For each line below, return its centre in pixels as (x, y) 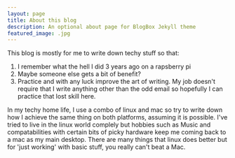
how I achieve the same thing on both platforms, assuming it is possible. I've (117, 117)
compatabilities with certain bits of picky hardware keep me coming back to (117, 132)
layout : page (26, 14)
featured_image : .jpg (39, 33)
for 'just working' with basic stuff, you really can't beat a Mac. (96, 147)
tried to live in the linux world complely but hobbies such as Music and (109, 125)
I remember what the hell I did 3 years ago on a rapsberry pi (104, 66)
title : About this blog (42, 20)
